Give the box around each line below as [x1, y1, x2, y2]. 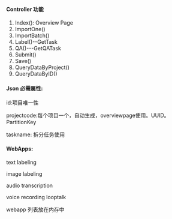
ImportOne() [14, 26, 46, 33]
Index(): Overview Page [14, 19, 74, 26]
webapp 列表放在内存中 [6, 206, 65, 213]
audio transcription [6, 182, 53, 189]
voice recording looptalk [6, 193, 67, 200]
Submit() [14, 51, 37, 58]
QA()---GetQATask [14, 45, 62, 52]
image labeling [6, 170, 43, 177]
